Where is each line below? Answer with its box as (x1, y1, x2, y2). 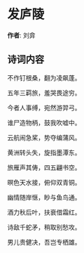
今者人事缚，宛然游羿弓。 (7, 103, 81, 112)
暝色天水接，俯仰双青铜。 (7, 178, 81, 186)
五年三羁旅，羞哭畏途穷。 (7, 89, 81, 97)
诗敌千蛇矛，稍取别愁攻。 (7, 223, 81, 231)
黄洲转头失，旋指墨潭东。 (7, 148, 81, 157)
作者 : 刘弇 (7, 31, 36, 39)
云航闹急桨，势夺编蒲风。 (7, 133, 81, 141)
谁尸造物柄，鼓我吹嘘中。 (7, 118, 81, 126)
